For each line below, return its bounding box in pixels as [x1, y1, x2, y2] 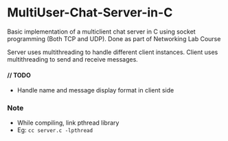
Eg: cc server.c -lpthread [16, 126, 93, 134]
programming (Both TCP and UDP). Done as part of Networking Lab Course [7, 34, 221, 42]
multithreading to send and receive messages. [7, 55, 139, 63]
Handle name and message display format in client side [16, 86, 174, 94]
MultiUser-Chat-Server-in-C [7, 5, 173, 21]
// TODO [7, 70, 31, 79]
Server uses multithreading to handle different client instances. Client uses [7, 48, 218, 56]
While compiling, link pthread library [16, 118, 119, 127]
